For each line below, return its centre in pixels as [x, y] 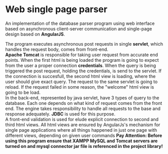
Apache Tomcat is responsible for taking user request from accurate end [82, 55]
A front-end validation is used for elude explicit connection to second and [82, 119]
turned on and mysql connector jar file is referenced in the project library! [84, 146]
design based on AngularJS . [35, 34]
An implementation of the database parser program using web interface [80, 23]
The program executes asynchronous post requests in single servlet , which [84, 44]
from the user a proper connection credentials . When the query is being [81, 65]
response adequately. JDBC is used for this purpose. [60, 114]
